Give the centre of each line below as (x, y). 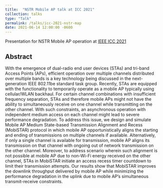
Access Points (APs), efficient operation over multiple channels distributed (80, 73)
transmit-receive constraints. (34, 181)
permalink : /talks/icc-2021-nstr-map (43, 23)
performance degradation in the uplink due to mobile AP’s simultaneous (77, 176)
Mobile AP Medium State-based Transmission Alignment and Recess (74, 125)
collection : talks (24, 14)
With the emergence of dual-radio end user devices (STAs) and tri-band (77, 68)
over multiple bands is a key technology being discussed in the (68, 78)
